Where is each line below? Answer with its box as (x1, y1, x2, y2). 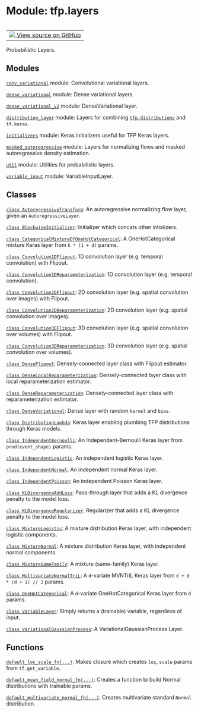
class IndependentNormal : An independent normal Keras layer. (6, 466, 158, 473)
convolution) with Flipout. (6, 259, 68, 266)
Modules (6, 64, 40, 74)
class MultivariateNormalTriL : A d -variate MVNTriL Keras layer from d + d (6, 572, 190, 579)
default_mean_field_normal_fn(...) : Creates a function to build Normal (6, 676, 181, 683)
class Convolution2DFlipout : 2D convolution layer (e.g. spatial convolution (6, 288, 189, 296)
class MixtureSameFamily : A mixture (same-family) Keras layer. (6, 560, 159, 567)
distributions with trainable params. (6, 682, 92, 689)
